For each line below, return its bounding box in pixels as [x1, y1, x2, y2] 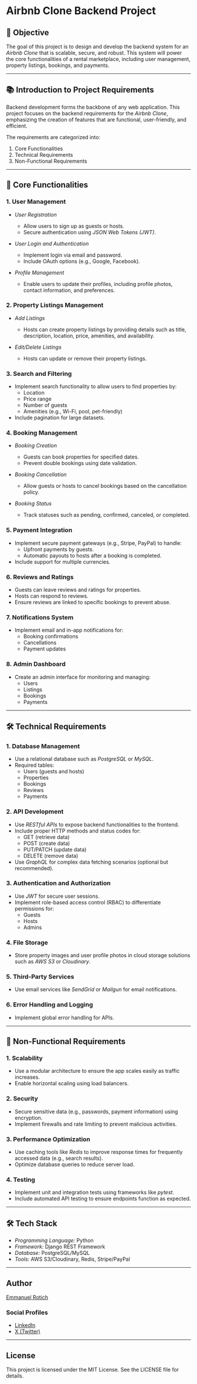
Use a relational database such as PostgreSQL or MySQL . [14, 756, 154, 763]
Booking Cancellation [14, 471, 67, 478]
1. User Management [6, 198, 66, 206]
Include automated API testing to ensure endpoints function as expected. [14, 1195, 191, 1202]
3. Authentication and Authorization [6, 879, 111, 887]
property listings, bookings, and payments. [6, 62, 110, 69]
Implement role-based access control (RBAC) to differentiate [14, 898, 161, 905]
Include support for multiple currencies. [14, 558, 111, 565]
